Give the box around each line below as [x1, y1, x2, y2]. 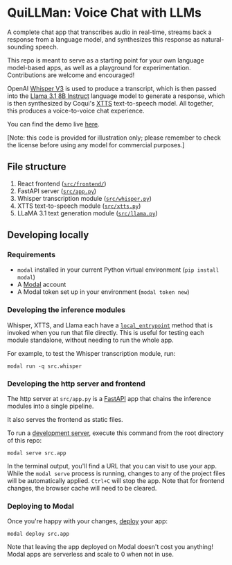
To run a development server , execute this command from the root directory [7, 429, 224, 437]
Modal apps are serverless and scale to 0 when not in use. [7, 550, 175, 559]
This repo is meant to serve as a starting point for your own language [7, 56, 204, 64]
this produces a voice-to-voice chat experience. [7, 106, 145, 115]
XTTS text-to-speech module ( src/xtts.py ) [17, 202, 141, 210]
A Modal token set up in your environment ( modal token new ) [17, 288, 190, 296]
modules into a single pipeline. [7, 402, 94, 411]
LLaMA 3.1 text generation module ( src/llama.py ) [17, 208, 158, 217]
